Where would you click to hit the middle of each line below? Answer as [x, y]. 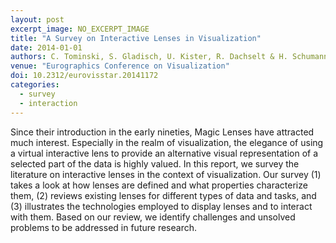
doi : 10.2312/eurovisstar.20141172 [84, 76]
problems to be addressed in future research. [103, 227]
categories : [35, 85]
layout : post [37, 19]
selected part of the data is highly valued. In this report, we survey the [155, 163]
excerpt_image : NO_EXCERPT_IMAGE [80, 29]
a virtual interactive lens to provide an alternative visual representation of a [164, 153]
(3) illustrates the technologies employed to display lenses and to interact [161, 206]
